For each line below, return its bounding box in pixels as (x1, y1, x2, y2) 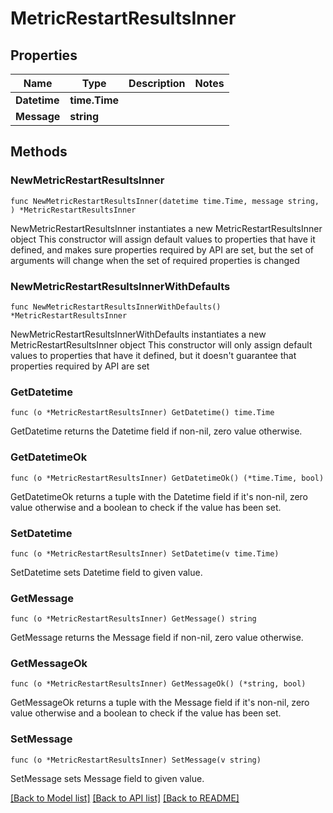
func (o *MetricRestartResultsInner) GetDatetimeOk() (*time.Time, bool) (10, 473, 325, 483)
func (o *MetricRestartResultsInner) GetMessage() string (10, 614, 257, 624)
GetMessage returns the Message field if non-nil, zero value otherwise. (10, 632, 304, 644)
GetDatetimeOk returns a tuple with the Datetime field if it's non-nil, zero (10, 490, 309, 502)
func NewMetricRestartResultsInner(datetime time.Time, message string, (10, 196, 320, 206)
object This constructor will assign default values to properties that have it (10, 233, 316, 245)
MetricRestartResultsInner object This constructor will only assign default (10, 338, 313, 351)
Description (128, 77, 186, 90)
